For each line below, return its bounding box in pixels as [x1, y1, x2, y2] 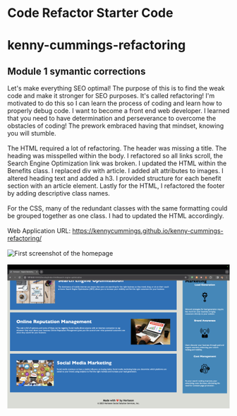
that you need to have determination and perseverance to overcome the [7, 114, 217, 123]
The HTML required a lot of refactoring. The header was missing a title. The [7, 144, 227, 153]
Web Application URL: [7, 227, 71, 235]
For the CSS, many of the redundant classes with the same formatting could [7, 204, 228, 213]
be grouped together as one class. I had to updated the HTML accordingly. [7, 212, 224, 220]
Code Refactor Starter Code [7, 5, 174, 21]
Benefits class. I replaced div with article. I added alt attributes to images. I [7, 167, 224, 175]
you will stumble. [7, 129, 56, 138]
